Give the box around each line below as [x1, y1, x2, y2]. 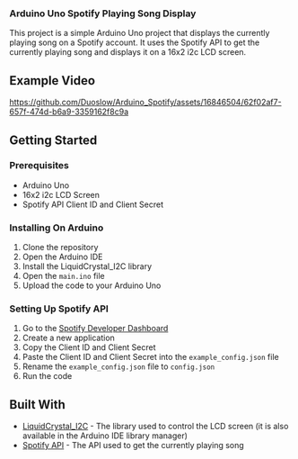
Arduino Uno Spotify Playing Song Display [9, 7, 197, 20]
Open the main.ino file [22, 271, 105, 282]
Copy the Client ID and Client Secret [22, 342, 156, 353]
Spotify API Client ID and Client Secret [22, 199, 164, 210]
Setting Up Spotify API [9, 302, 110, 315]
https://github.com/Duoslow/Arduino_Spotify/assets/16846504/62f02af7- [9, 97, 282, 108]
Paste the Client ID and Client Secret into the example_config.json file [22, 352, 280, 363]
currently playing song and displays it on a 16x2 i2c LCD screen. [9, 47, 247, 58]
